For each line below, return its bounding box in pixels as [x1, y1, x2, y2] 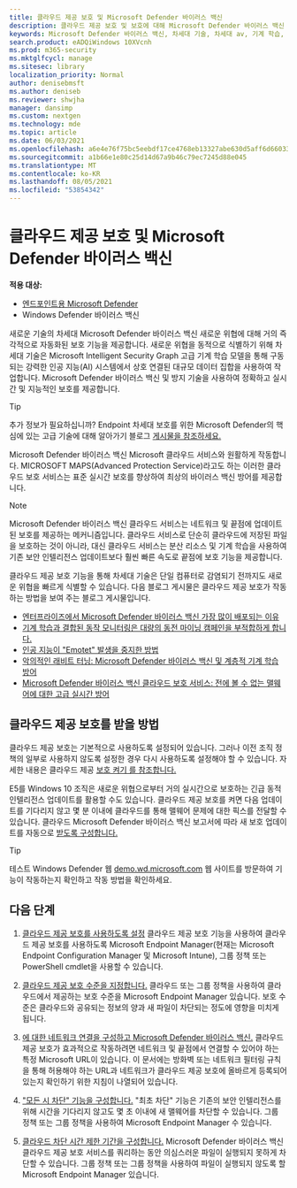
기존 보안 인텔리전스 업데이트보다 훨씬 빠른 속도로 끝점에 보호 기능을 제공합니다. [9, 551, 283, 562]
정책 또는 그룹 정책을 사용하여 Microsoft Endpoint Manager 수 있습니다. [21, 1116, 272, 1128]
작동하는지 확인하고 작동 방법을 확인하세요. [25, 874, 172, 885]
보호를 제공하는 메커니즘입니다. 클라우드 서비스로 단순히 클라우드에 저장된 [18, 529, 271, 540]
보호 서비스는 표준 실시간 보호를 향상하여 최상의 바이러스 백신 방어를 [25, 471, 259, 482]
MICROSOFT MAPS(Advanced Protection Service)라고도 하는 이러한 [20, 460, 265, 471]
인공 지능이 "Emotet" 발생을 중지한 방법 [21, 644, 159, 655]
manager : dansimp [9, 103, 73, 112]
